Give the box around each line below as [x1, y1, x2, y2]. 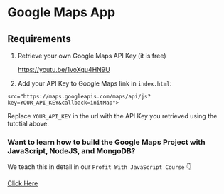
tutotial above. [7, 119, 50, 128]
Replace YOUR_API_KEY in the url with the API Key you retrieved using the [7, 112, 218, 120]
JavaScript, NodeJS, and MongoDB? [7, 145, 136, 155]
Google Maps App [7, 4, 116, 21]
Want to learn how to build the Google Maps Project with [7, 137, 206, 147]
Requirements [7, 33, 71, 45]
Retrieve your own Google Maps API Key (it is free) [17, 51, 166, 60]
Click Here [7, 179, 38, 188]
